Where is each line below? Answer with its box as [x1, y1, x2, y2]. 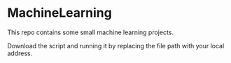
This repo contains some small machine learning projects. [7, 28, 174, 36]
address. [7, 49, 33, 57]
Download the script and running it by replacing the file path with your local [7, 41, 225, 50]
